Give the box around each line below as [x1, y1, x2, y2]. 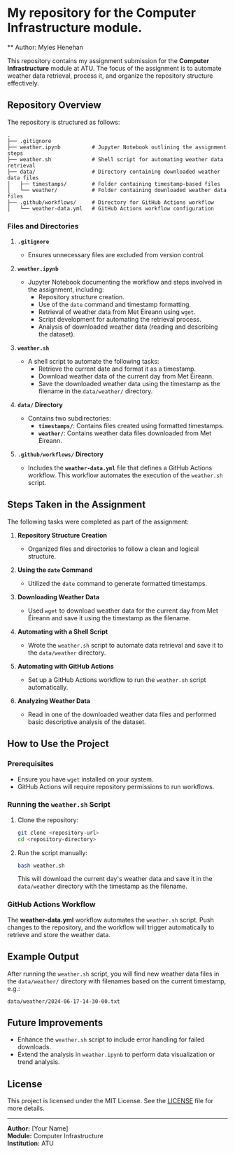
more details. [7, 1104, 45, 1112]
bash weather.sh [17, 862, 65, 869]
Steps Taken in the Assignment [7, 499, 146, 511]
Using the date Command [17, 566, 93, 574]
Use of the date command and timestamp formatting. [38, 300, 191, 309]
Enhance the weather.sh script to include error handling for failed [17, 1035, 205, 1044]
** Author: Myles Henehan [7, 43, 84, 51]
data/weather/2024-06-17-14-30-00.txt [7, 997, 120, 1005]
